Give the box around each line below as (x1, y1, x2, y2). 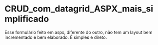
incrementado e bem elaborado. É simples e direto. (4, 34, 107, 40)
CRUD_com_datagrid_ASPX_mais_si (4, 3, 153, 14)
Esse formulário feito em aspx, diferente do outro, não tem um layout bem (4, 29, 153, 35)
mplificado (4, 13, 49, 24)
